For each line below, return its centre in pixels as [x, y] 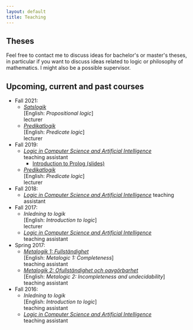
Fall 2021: [26, 101]
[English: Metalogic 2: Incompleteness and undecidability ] [94, 277]
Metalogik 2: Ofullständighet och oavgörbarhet [81, 270]
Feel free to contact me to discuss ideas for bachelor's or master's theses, [97, 55]
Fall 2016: [26, 289]
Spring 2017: [30, 245]
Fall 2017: [26, 208]
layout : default [26, 12]
